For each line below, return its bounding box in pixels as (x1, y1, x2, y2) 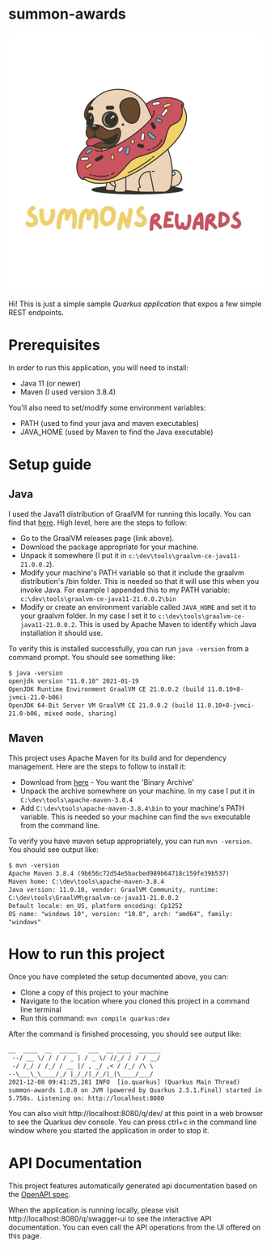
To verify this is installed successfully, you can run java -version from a (8, 643, 249, 653)
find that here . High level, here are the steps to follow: (8, 518, 188, 527)
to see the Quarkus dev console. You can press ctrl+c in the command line (8, 1117, 257, 1127)
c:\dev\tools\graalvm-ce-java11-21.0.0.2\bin (19, 595, 176, 603)
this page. (8, 1230, 42, 1240)
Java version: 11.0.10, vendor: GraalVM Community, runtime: (8, 885, 219, 893)
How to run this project (8, 944, 166, 963)
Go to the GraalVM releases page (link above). (19, 533, 175, 543)
